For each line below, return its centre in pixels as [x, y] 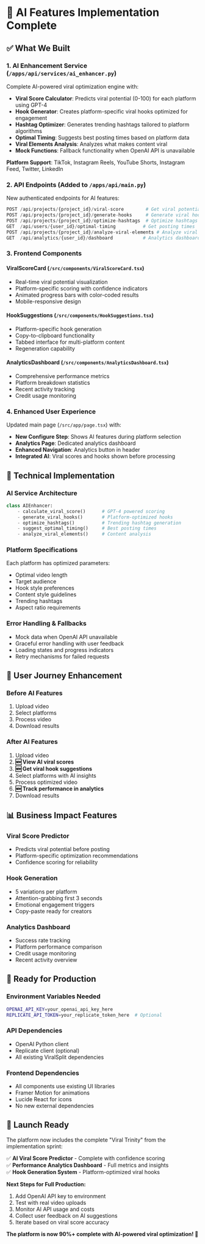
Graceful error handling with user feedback [69, 643]
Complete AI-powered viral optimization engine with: [73, 86]
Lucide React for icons [43, 1099]
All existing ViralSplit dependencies [59, 1057]
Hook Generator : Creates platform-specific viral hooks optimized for [101, 111]
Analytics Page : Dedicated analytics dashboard [75, 443]
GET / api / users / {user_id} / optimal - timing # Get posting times [101, 226]
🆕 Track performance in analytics [59, 788]
